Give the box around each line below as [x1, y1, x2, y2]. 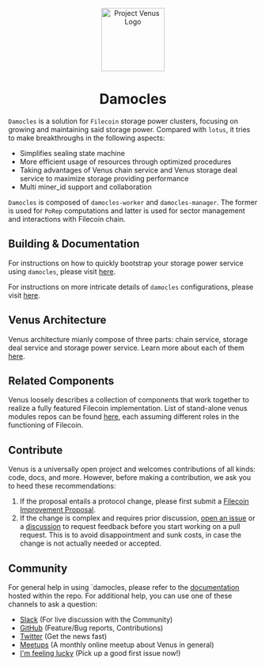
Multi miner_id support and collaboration [19, 182, 152, 192]
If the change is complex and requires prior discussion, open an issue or [19, 513, 256, 523]
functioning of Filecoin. [8, 421, 84, 430]
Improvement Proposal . [19, 505, 97, 515]
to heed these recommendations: [8, 481, 116, 491]
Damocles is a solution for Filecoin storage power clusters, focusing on [8, 116, 239, 126]
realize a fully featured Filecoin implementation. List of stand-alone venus [8, 404, 248, 413]
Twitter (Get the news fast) [19, 632, 108, 641]
